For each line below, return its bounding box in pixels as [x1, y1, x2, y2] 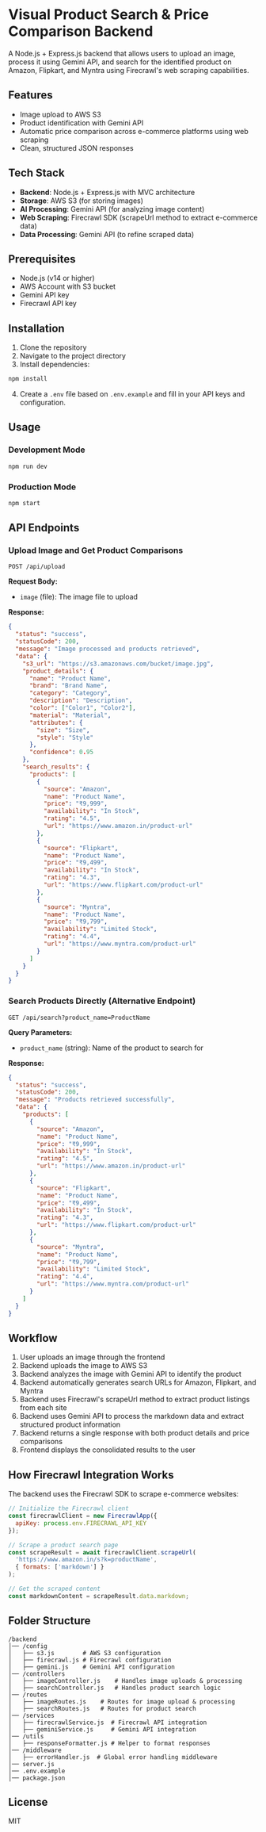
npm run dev [8, 462, 47, 470]
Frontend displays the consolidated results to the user [19, 1445, 196, 1454]
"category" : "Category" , [28, 689, 112, 697]
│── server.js [8, 1760, 55, 1768]
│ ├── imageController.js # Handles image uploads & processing [8, 1677, 243, 1684]
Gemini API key [19, 290, 70, 300]
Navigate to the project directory [19, 351, 127, 361]
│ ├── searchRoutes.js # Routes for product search [8, 1704, 196, 1712]
